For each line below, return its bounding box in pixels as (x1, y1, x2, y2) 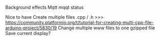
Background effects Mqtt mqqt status (5, 5, 84, 10)
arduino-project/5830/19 (5, 25, 57, 31)
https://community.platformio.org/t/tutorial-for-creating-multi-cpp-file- (5, 20, 154, 25)
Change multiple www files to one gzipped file (58, 25, 155, 31)
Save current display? (5, 30, 51, 36)
